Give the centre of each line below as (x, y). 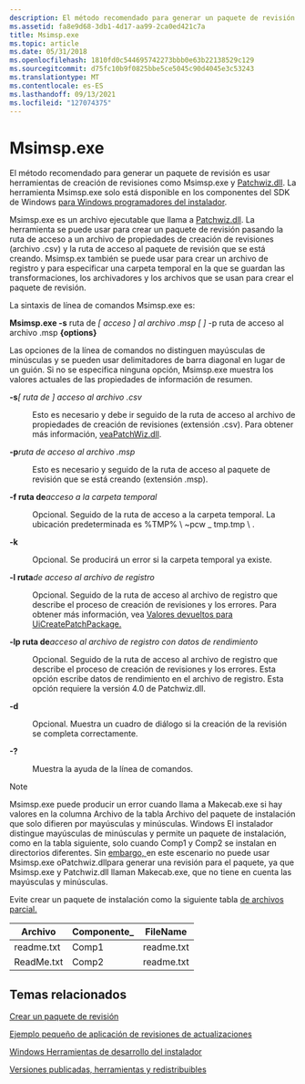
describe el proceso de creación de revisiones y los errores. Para (155, 605)
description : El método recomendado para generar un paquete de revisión (152, 18)
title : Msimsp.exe (44, 35)
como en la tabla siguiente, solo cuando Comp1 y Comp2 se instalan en (143, 843)
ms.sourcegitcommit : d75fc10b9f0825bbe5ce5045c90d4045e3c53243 (132, 69)
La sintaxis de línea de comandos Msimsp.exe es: (102, 306)
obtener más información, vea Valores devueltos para (133, 615)
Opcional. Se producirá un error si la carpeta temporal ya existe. (152, 560)
